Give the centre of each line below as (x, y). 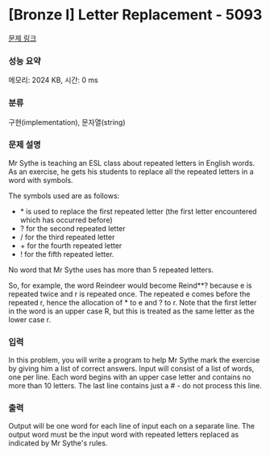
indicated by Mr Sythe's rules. (58, 443)
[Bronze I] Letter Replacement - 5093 (135, 15)
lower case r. (30, 319)
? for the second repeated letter (73, 228)
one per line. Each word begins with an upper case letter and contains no (130, 377)
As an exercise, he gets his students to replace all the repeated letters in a (131, 172)
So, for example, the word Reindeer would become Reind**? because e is (130, 285)
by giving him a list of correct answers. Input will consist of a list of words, (131, 369)
